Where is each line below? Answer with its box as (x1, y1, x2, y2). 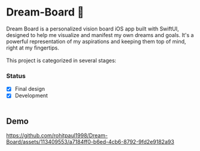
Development (14, 92, 48, 99)
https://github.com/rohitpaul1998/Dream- (6, 132, 108, 139)
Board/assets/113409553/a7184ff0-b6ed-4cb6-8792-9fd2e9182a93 (6, 138, 174, 146)
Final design (14, 85, 45, 93)
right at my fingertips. (6, 44, 60, 51)
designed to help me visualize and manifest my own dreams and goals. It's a (6, 31, 194, 38)
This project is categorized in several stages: (6, 57, 116, 64)
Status (6, 72, 26, 80)
